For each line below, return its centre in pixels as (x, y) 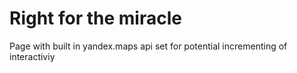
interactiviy (32, 56)
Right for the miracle (95, 18)
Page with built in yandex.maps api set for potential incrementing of (148, 46)
